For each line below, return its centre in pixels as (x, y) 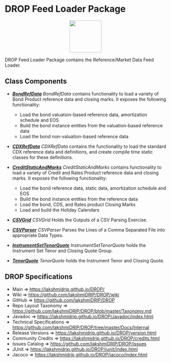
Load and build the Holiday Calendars (59, 210)
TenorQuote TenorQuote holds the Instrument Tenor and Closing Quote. (88, 260)
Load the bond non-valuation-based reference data (74, 136)
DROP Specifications (39, 277)
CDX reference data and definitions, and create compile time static (82, 151)
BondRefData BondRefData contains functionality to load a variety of (85, 93)
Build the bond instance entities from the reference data (79, 199)
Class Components (36, 81)
